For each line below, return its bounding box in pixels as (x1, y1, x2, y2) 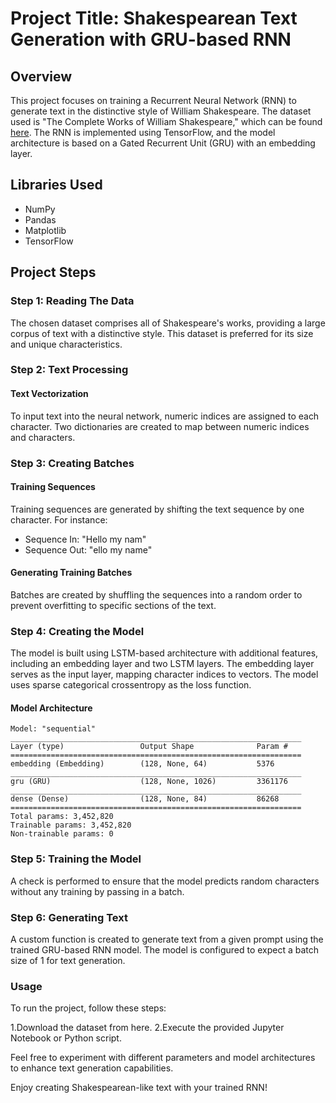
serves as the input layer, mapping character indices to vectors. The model (10, 668, 319, 681)
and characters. (10, 431, 76, 443)
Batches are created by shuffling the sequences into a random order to (10, 588, 303, 601)
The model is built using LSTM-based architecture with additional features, (10, 647, 319, 659)
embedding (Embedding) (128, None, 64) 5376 (10, 759, 275, 769)
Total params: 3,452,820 (10, 812, 114, 822)
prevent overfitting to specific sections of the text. (10, 599, 217, 611)
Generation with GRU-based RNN (10, 28, 292, 51)
